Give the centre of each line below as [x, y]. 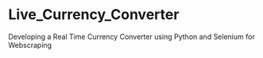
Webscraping [30, 44]
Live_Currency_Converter [94, 15]
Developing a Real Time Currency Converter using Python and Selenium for [132, 37]
